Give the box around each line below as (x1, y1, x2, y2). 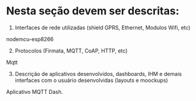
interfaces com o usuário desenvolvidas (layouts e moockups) (14, 76, 169, 84)
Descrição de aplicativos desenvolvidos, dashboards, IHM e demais (14, 70, 182, 77)
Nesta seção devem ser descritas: (6, 4, 179, 18)
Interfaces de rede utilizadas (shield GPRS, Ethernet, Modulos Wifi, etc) (14, 24, 191, 31)
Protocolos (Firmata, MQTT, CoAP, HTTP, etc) (14, 47, 128, 54)
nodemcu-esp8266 (6, 35, 54, 42)
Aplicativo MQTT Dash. (6, 88, 63, 95)
